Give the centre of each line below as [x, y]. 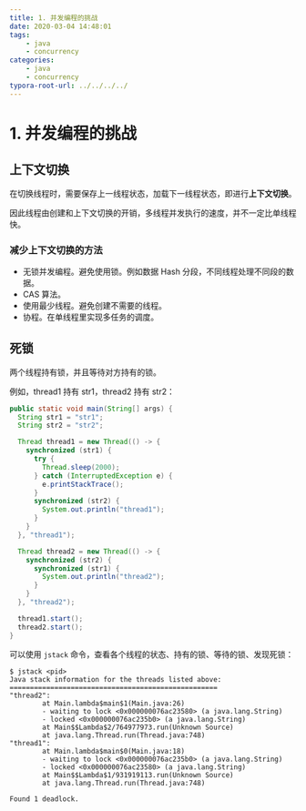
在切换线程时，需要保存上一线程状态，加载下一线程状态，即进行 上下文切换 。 [153, 193]
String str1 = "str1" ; [61, 417]
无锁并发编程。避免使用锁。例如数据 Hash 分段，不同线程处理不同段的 [154, 271]
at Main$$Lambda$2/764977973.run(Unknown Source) [138, 727]
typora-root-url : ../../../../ [69, 86]
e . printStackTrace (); [83, 484]
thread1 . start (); [51, 618]
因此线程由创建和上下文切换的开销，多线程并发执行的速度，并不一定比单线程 [153, 213]
